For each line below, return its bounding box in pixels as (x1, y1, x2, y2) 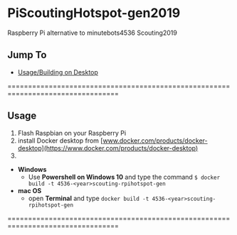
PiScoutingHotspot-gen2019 (7, 5, 181, 21)
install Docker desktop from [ (17, 136, 103, 145)
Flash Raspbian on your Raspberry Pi (17, 129, 127, 137)
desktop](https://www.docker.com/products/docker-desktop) (17, 143, 199, 152)
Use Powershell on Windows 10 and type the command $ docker (28, 173, 221, 181)
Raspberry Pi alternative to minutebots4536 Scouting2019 (7, 28, 178, 37)
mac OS (17, 186, 42, 195)
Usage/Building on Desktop (17, 67, 98, 76)
